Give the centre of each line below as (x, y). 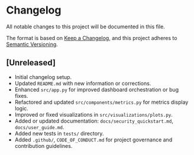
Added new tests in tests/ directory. (59, 133)
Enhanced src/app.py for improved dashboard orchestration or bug (97, 90)
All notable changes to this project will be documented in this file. (86, 27)
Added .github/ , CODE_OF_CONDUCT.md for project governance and (93, 140)
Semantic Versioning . (32, 44)
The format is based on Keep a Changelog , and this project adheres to (92, 38)
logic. (21, 108)
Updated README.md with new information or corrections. (83, 83)
